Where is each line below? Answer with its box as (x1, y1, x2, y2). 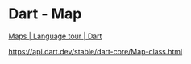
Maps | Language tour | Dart (8, 31, 102, 41)
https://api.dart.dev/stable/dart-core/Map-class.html (8, 46, 183, 56)
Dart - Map (8, 5, 82, 23)
